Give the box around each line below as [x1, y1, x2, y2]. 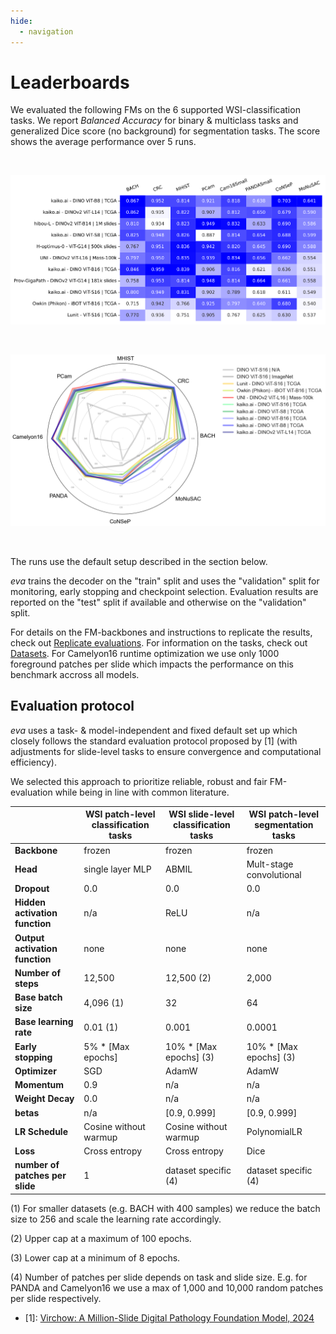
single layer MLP [83, 863, 152, 875]
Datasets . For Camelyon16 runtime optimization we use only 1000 [10, 648, 280, 660]
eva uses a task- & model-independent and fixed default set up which [10, 724, 298, 736]
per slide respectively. [10, 1292, 102, 1304]
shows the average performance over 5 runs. [10, 136, 197, 148]
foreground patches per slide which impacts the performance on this [10, 658, 294, 670]
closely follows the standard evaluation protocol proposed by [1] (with [10, 735, 298, 747]
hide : [10, 16, 33, 26]
